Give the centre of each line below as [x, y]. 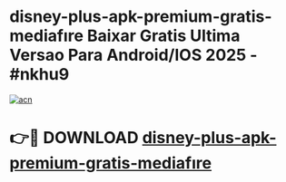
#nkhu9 [39, 75]
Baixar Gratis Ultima [163, 36]
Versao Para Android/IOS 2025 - [133, 55]
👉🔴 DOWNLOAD [74, 138]
